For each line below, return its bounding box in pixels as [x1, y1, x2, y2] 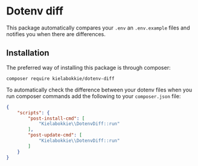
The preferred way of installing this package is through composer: [6, 64, 171, 71]
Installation [6, 48, 49, 58]
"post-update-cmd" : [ [28, 132, 83, 138]
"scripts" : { [17, 109, 50, 115]
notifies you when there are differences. [6, 30, 106, 37]
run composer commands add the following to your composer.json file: [6, 92, 181, 100]
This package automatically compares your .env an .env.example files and [6, 24, 190, 31]
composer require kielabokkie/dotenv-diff [6, 75, 115, 82]
